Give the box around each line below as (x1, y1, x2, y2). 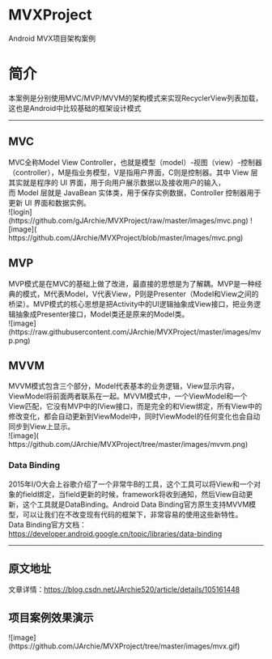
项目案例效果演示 (8, 610, 94, 624)
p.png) (8, 335, 31, 345)
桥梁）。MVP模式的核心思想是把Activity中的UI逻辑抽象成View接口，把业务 (8, 299, 254, 308)
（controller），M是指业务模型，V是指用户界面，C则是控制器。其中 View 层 (8, 168, 258, 177)
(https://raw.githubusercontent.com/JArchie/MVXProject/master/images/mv (8, 326, 261, 337)
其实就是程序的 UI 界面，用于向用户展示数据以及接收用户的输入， (8, 177, 226, 187)
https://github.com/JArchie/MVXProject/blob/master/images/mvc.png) (8, 232, 244, 242)
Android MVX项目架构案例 (8, 33, 96, 43)
